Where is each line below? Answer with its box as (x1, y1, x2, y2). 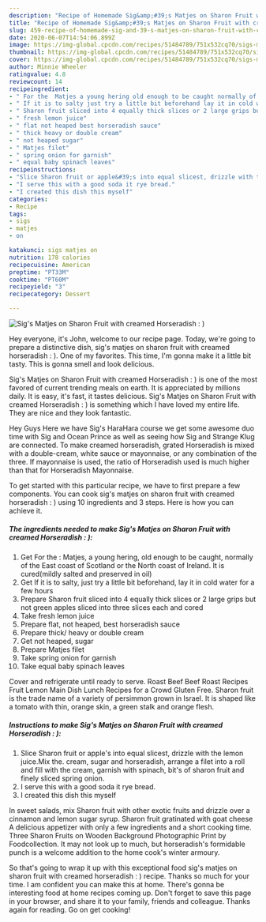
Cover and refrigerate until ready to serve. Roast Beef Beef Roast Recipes (9, 676, 249, 686)
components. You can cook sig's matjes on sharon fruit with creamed (9, 489, 235, 499)
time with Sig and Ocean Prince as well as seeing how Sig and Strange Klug (9, 432, 255, 441)
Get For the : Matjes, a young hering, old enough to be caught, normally (20, 552, 253, 562)
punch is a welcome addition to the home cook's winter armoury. (9, 847, 220, 857)
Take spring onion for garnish (20, 653, 117, 662)
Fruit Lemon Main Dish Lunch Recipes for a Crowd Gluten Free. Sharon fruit (9, 685, 254, 694)
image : (9, 41, 31, 49)
